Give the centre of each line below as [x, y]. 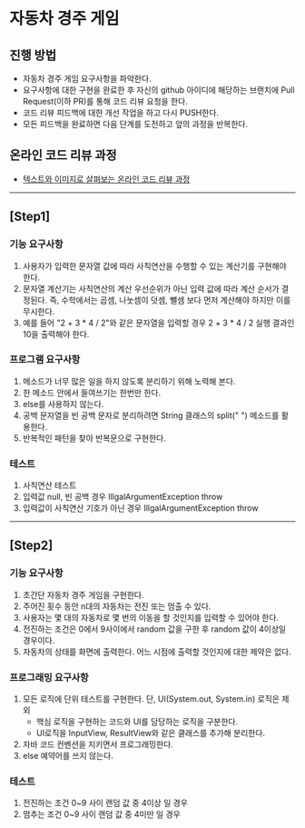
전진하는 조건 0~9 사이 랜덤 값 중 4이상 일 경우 [105, 803]
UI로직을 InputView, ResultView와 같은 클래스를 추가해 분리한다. [151, 733]
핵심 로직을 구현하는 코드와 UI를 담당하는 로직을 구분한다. [137, 722]
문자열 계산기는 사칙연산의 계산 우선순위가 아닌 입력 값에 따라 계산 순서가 [151, 288]
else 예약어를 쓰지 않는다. [68, 756]
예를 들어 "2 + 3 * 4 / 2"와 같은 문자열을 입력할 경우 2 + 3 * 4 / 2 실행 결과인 [158, 323]
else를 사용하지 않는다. [63, 404]
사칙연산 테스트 [49, 485]
